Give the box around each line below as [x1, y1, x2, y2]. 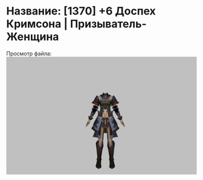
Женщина [6, 30, 59, 43]
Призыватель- [69, 17, 147, 31]
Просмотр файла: [6, 50, 52, 57]
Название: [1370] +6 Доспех [6, 4, 156, 18]
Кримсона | [6, 17, 68, 31]
